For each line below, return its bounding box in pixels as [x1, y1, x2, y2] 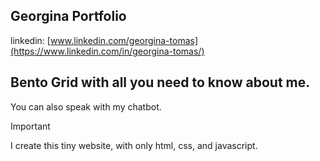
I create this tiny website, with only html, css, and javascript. [10, 139, 258, 151]
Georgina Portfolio [10, 8, 127, 25]
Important [10, 120, 51, 132]
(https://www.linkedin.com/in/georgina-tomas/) [10, 45, 205, 57]
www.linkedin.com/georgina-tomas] [49, 34, 199, 46]
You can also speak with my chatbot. [10, 100, 162, 113]
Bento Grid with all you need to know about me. [10, 74, 311, 91]
